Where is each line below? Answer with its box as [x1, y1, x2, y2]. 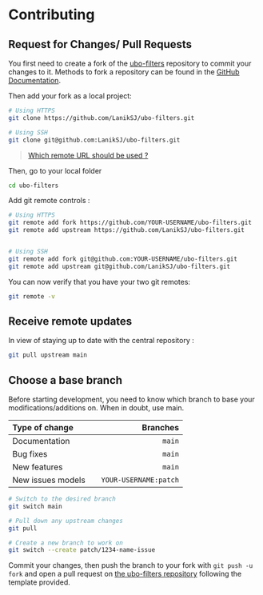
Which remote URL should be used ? [27, 150, 149, 160]
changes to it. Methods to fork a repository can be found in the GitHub [8, 67, 240, 77]
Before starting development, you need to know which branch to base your [8, 394, 256, 404]
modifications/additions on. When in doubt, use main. [8, 403, 185, 413]
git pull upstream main [8, 351, 88, 359]
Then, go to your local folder [8, 166, 102, 175]
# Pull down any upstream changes [8, 517, 124, 525]
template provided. [8, 577, 70, 587]
